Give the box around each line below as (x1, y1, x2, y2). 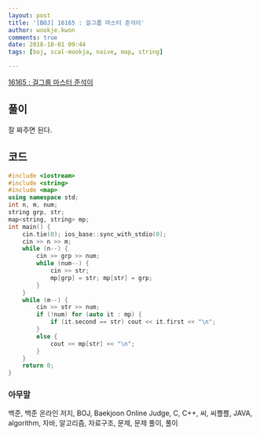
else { (36, 332, 58, 341)
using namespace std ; (8, 194, 79, 201)
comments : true (8, 33, 58, 42)
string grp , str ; (8, 208, 65, 216)
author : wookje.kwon (8, 26, 76, 34)
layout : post (8, 11, 51, 20)
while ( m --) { (22, 296, 68, 304)
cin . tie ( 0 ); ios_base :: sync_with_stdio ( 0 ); (22, 230, 167, 238)
